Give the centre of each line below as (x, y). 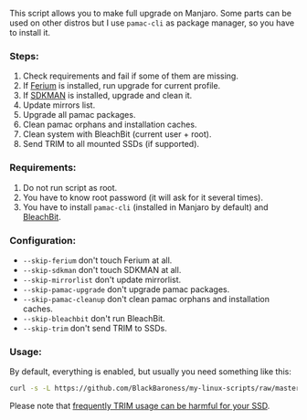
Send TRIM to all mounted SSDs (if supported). (111, 144)
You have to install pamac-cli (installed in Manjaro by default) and (145, 207)
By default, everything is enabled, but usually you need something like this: (151, 372)
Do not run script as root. (70, 187)
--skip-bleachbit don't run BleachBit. (94, 318)
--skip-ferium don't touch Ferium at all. (97, 260)
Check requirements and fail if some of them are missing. (131, 76)
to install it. (30, 32)
